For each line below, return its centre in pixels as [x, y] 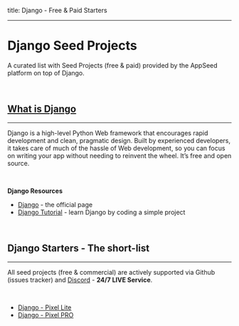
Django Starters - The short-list [79, 248]
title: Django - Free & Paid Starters [58, 10]
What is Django [42, 109]
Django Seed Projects [72, 46]
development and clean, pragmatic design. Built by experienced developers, [119, 140]
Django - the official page [55, 204]
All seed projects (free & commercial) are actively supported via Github [111, 272]
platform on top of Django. [46, 73]
